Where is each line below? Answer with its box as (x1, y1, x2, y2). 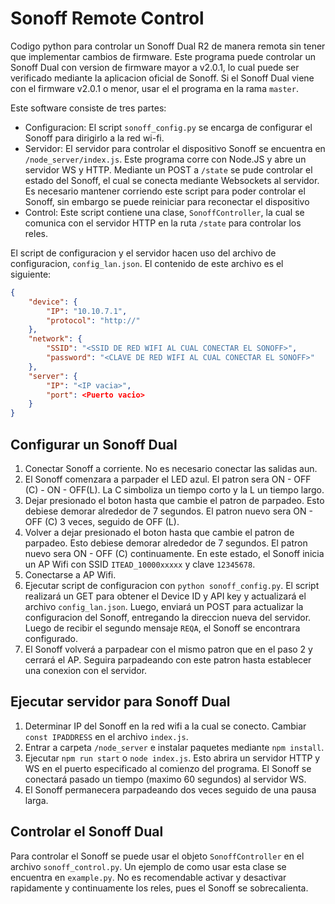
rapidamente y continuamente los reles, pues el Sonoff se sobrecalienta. (10, 882, 309, 894)
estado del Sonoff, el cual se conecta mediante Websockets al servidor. (24, 174, 320, 186)
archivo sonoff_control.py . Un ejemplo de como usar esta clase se (10, 860, 287, 872)
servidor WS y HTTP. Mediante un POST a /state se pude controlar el (24, 163, 313, 176)
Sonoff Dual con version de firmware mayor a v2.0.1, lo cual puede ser (10, 61, 300, 73)
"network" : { (28, 334, 83, 344)
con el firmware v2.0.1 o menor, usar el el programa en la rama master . (10, 82, 299, 94)
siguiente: (10, 268, 52, 280)
